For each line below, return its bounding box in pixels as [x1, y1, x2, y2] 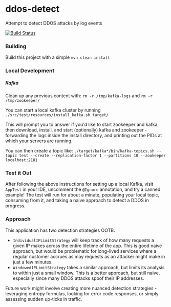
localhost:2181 [5, 158, 38, 163]
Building [5, 42, 27, 50]
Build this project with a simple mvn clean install [5, 54, 110, 60]
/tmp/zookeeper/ [5, 98, 40, 103]
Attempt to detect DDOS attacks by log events [5, 20, 102, 26]
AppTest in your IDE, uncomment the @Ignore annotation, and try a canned [5, 186, 161, 192]
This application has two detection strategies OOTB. [5, 227, 115, 233]
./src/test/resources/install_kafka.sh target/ [5, 113, 109, 118]
